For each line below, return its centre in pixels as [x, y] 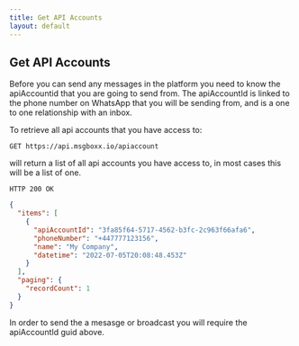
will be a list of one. [45, 173]
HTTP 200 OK [32, 190]
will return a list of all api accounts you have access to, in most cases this [145, 164]
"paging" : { [40, 280]
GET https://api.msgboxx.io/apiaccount [84, 146]
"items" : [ [38, 213]
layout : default [40, 26]
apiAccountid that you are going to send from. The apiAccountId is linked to [149, 93]
